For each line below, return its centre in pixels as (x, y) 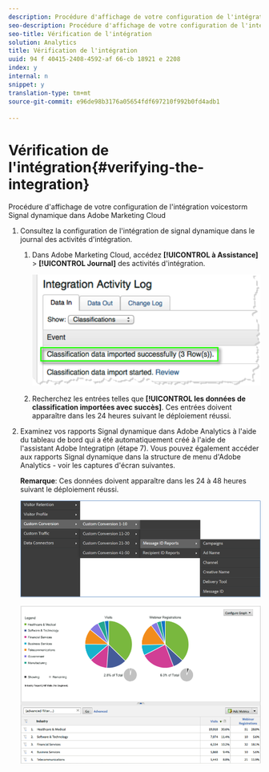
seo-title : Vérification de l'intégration (80, 34)
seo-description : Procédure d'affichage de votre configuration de (123, 25)
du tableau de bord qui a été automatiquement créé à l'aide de (122, 440)
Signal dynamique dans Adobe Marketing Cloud (87, 216)
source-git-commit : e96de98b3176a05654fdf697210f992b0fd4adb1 (114, 101)
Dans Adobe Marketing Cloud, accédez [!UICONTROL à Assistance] (145, 255)
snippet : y (26, 84)
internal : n (28, 76)
